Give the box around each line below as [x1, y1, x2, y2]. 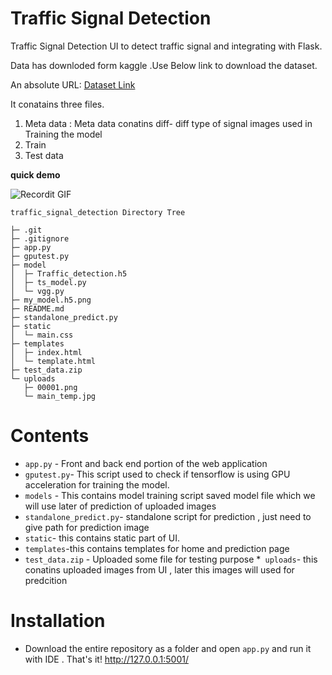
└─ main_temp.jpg [23, 391, 97, 401]
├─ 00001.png [23, 382, 78, 392]
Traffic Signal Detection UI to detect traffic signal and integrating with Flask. [10, 40, 323, 52]
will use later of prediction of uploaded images [24, 500, 217, 512]
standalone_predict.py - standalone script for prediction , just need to [24, 510, 312, 522]
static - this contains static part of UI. [24, 532, 180, 544]
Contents [10, 425, 90, 447]
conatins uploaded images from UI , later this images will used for [24, 563, 295, 576]
